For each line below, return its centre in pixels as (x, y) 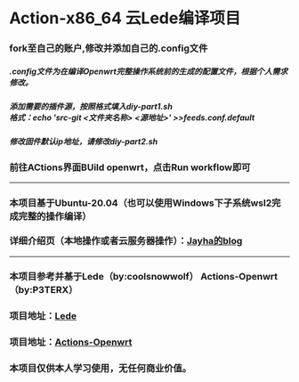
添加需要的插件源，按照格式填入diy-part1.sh (91, 107)
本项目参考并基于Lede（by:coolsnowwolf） (104, 277)
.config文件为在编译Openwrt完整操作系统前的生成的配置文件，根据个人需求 (149, 71)
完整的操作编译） (55, 216)
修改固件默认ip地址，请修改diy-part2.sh (84, 142)
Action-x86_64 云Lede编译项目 (125, 18)
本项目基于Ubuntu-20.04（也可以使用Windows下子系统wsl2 (141, 203)
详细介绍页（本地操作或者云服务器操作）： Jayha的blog (126, 241)
